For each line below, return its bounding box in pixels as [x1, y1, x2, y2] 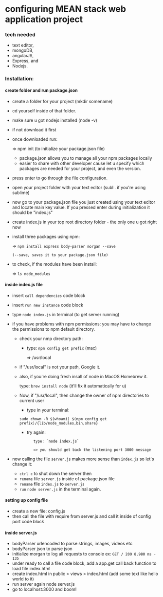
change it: [12, 461, 33, 467]
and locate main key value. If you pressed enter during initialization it [12, 204, 150, 210]
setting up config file [5, 497, 48, 503]
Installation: [5, 75, 34, 82]
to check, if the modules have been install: [12, 261, 97, 267]
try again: [26, 429, 46, 435]
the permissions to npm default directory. [12, 326, 95, 332]
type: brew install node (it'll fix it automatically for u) [19, 383, 127, 389]
